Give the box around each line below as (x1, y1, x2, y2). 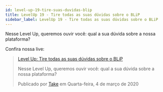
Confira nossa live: (5, 46, 45, 52)
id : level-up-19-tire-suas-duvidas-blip (5, 7, 93, 13)
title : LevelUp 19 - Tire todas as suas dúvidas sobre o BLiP (5, 12, 140, 17)
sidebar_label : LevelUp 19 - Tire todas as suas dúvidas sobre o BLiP (5, 17, 158, 22)
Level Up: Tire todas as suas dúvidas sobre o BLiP (17, 56, 123, 62)
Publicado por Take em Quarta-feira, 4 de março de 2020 (17, 81, 139, 87)
